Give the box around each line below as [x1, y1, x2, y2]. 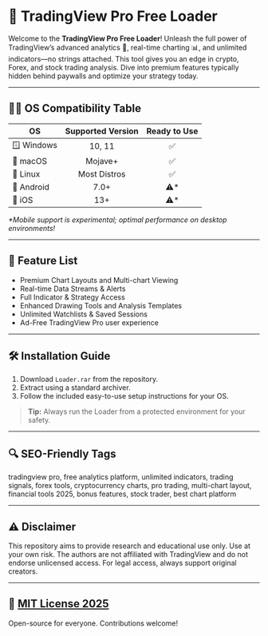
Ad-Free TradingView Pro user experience [19, 317, 160, 327]
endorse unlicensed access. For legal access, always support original [8, 558, 237, 567]
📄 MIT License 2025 [8, 597, 109, 610]
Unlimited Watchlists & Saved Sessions [19, 309, 148, 319]
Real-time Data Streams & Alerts [19, 284, 126, 293]
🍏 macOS [12, 155, 48, 166]
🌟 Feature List [8, 254, 78, 268]
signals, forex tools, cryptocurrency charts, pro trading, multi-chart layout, [8, 481, 252, 491]
